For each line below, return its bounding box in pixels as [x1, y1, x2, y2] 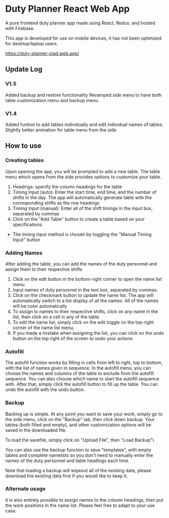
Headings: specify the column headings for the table [12, 183, 122, 189]
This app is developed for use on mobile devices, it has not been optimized [5, 35, 162, 41]
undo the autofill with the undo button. [5, 386, 85, 393]
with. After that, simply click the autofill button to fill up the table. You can [5, 381, 158, 387]
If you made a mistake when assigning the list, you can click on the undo [12, 330, 164, 336]
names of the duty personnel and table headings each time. [5, 458, 130, 464]
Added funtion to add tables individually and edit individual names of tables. [5, 121, 163, 127]
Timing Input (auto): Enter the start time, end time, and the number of [12, 189, 157, 195]
